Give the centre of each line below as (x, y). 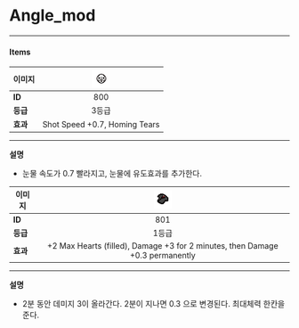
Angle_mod (53, 16)
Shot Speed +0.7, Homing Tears (101, 124)
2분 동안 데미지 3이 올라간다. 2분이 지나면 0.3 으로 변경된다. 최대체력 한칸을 (154, 303)
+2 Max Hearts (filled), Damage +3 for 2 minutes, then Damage (163, 246)
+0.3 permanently (162, 256)
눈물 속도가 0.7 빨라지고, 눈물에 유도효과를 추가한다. (112, 173)
